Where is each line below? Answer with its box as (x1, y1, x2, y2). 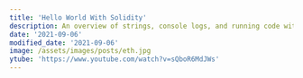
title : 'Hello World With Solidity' (9, 13, 147, 22)
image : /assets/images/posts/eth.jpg (9, 47, 151, 56)
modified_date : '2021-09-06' (9, 38, 119, 48)
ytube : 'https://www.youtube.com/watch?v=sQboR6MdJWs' (9, 55, 220, 64)
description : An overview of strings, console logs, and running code (9, 22, 280, 30)
